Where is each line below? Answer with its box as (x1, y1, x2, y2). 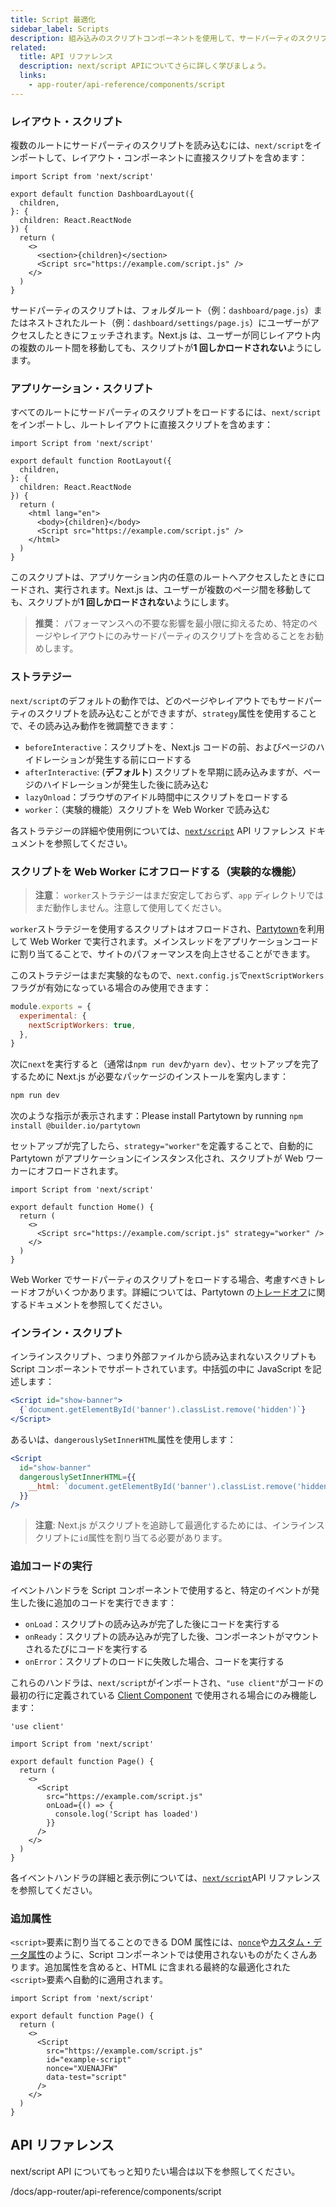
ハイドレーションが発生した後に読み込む (42, 778, 210, 790)
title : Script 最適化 (10, 14, 96, 25)
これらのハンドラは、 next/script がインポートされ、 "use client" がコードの (10, 1676, 324, 1688)
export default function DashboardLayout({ (10, 189, 195, 200)
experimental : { (19, 1011, 87, 1021)
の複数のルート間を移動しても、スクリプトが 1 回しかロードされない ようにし (10, 342, 322, 354)
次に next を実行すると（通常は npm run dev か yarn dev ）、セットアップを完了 (10, 1058, 320, 1070)
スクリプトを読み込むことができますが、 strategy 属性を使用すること (36, 707, 318, 719)
